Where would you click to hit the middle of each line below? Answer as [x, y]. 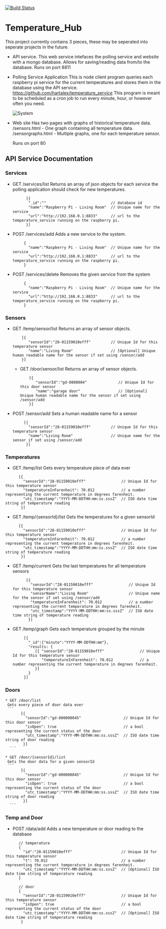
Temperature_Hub [44, 28]
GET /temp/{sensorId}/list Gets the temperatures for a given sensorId [83, 517]
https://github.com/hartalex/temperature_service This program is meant [86, 93]
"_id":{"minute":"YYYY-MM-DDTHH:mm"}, [68, 643]
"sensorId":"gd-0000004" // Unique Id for [95, 382]
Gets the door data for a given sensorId [51, 762]
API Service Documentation [49, 159]
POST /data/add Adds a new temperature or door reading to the [78, 829]
